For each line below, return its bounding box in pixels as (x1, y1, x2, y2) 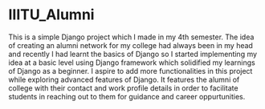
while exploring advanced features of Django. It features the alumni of (8, 75, 240, 84)
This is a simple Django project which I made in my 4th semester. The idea (8, 32, 255, 42)
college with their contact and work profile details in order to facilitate (8, 83, 238, 93)
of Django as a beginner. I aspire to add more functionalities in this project (8, 66, 253, 75)
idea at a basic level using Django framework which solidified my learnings (8, 58, 255, 67)
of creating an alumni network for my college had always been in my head (8, 40, 253, 50)
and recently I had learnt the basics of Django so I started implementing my (8, 49, 258, 59)
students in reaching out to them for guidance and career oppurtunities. (8, 91, 246, 101)
